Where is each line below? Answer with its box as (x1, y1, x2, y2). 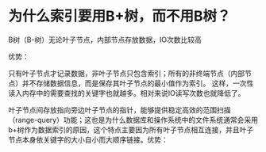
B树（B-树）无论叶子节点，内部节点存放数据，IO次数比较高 (8, 35, 202, 44)
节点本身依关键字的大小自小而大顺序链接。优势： (8, 135, 168, 144)
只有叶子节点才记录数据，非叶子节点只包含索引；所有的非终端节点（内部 (8, 68, 245, 78)
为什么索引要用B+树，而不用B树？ (8, 7, 232, 25)
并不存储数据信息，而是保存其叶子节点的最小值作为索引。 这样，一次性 (21, 78, 254, 88)
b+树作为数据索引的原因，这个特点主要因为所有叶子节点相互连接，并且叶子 (8, 124, 254, 135)
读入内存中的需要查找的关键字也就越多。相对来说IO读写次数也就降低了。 (8, 88, 245, 97)
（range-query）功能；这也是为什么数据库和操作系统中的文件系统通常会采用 (8, 115, 258, 124)
